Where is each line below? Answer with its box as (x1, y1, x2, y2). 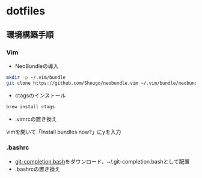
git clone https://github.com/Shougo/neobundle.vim (6, 80, 138, 86)
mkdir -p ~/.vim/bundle (6, 74, 66, 81)
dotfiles (6, 4, 46, 18)
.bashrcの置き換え (14, 165, 61, 173)
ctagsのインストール (14, 91, 66, 99)
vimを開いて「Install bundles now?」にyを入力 (6, 128, 121, 135)
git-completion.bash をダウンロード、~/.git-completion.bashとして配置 (14, 158, 190, 165)
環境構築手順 (6, 29, 54, 40)
